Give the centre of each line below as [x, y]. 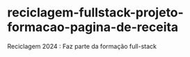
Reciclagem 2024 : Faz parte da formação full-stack [82, 46]
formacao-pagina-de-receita [93, 27]
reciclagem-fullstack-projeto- [96, 13]
